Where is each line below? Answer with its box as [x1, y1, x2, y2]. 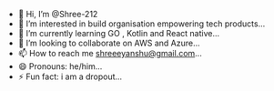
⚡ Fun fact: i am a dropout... [17, 71, 123, 82]
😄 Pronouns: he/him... [17, 61, 103, 72]
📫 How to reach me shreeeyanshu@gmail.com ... [17, 48, 202, 58]
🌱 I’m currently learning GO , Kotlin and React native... [17, 28, 220, 38]
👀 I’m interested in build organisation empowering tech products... [17, 18, 266, 29]
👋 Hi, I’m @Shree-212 [17, 9, 98, 19]
